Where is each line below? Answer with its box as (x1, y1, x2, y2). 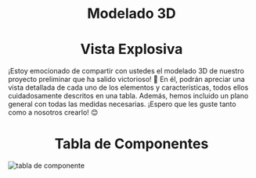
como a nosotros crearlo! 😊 (8, 108, 99, 117)
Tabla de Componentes (54, 135, 209, 153)
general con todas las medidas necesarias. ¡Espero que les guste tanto (8, 99, 236, 109)
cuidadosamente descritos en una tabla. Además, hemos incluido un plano (8, 91, 249, 101)
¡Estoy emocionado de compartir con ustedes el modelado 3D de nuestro (8, 66, 244, 76)
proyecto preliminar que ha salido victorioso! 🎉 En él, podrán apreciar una (8, 75, 245, 84)
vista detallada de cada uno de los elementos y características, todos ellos (8, 83, 249, 92)
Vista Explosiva (80, 41, 183, 59)
